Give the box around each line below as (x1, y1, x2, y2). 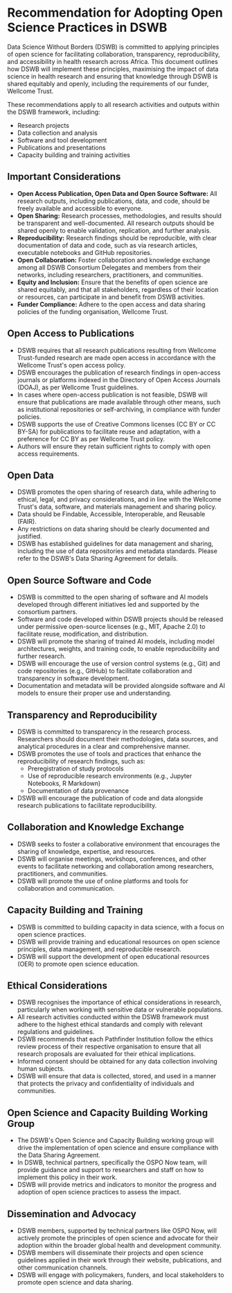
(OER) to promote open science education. (17, 960, 140, 968)
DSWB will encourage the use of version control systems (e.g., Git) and (17, 659, 220, 668)
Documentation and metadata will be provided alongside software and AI (17, 682, 226, 690)
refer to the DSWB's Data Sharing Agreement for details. (17, 554, 179, 563)
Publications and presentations (17, 143, 106, 151)
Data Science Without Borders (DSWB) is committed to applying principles (7, 42, 220, 51)
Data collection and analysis (17, 129, 98, 137)
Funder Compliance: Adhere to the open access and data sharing (17, 300, 206, 308)
